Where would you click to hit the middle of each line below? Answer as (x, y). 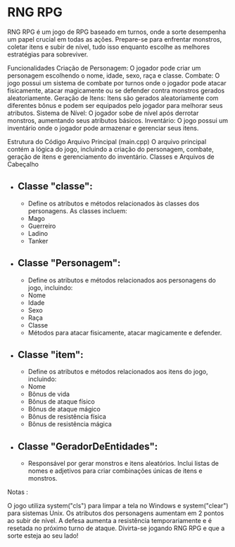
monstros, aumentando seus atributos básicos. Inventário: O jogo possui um (118, 120)
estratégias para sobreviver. (48, 54)
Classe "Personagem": (69, 263)
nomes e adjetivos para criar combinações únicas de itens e (115, 471)
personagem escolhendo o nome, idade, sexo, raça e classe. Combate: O (114, 76)
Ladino (38, 233)
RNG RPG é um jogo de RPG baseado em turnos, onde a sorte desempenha (117, 32)
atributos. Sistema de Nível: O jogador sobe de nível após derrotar (103, 113)
